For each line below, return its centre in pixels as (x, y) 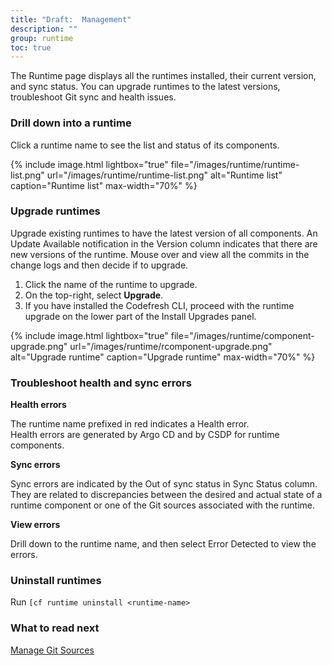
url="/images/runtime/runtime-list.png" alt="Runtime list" (164, 175)
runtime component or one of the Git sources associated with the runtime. (163, 505)
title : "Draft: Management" (71, 19)
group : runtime (42, 38)
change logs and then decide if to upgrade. (99, 265)
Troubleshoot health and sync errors (101, 383)
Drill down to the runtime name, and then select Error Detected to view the (163, 544)
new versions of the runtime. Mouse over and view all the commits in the (160, 254)
